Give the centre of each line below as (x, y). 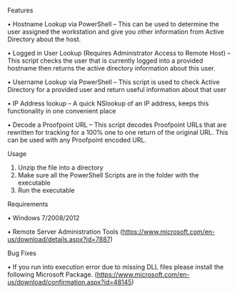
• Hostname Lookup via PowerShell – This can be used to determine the (113, 24)
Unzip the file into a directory (60, 168)
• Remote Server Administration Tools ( (65, 232)
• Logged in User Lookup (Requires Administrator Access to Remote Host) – (119, 53)
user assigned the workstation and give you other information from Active (116, 32)
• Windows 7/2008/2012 (44, 218)
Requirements (28, 204)
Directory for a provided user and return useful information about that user (117, 89)
